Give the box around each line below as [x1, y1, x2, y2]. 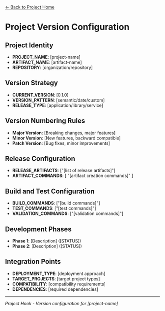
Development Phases [5, 225, 72, 233]
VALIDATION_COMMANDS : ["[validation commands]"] [12, 210, 124, 216]
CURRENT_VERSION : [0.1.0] [12, 92, 69, 98]
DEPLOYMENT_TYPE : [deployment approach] [12, 271, 106, 276]
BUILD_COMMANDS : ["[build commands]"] [12, 200, 101, 206]
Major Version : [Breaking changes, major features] [12, 130, 116, 136]
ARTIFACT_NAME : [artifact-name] [12, 59, 82, 65]
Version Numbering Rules [5, 117, 85, 125]
